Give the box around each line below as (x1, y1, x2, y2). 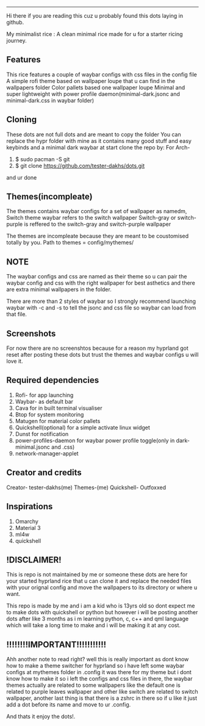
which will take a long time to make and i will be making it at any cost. (6, 622, 181, 629)
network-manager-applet (15, 449, 79, 457)
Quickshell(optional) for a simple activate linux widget (15, 424, 151, 431)
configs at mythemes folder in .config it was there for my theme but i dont (6, 669, 192, 676)
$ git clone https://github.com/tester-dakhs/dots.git (15, 162, 145, 169)
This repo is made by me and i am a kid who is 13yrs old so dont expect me (6, 602, 195, 609)
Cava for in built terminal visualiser (15, 404, 103, 412)
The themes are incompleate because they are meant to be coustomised (6, 233, 189, 240)
